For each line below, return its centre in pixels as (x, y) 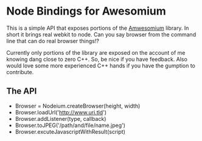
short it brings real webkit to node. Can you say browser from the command (101, 34)
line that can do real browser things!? (53, 41)
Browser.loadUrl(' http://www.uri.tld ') (61, 112)
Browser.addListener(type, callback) (61, 119)
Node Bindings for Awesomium (86, 11)
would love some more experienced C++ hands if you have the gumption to (101, 66)
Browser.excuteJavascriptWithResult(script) (70, 131)
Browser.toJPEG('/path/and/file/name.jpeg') (70, 125)
